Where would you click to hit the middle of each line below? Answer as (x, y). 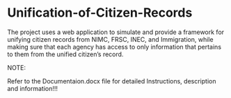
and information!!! (32, 88)
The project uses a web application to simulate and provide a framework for (116, 32)
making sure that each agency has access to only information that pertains (114, 47)
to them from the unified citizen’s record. (65, 54)
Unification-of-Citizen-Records (100, 13)
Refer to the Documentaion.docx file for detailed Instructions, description (112, 81)
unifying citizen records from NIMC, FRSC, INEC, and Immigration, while (110, 39)
